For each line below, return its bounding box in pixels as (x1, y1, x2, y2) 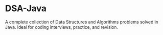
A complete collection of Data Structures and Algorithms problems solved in (5, 19, 159, 25)
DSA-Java (5, 3, 47, 14)
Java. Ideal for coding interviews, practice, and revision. (5, 24, 118, 30)
